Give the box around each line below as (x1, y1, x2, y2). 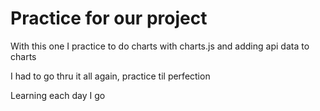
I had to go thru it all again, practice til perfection (10, 70, 211, 82)
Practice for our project (10, 7, 208, 30)
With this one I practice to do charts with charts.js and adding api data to (10, 40, 310, 52)
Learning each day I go (10, 89, 106, 101)
